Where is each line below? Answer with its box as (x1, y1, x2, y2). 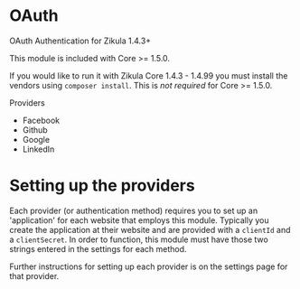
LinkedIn (22, 144, 55, 154)
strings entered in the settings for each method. (9, 243, 187, 254)
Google (22, 134, 51, 144)
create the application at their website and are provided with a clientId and (9, 224, 291, 235)
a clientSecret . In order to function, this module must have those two (9, 234, 268, 245)
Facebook (22, 115, 61, 126)
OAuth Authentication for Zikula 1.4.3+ (9, 35, 152, 46)
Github (22, 124, 48, 135)
